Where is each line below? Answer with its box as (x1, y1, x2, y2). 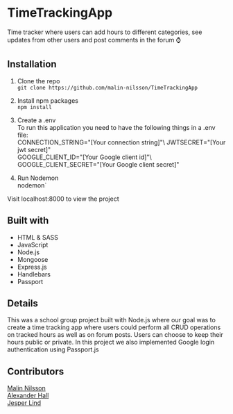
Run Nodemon (17, 174, 59, 182)
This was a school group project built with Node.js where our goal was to (7, 316, 216, 324)
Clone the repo (17, 76, 60, 85)
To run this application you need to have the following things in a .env (17, 123, 216, 131)
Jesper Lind (7, 399, 42, 407)
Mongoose (17, 255, 49, 263)
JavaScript (17, 240, 49, 249)
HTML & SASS (17, 233, 59, 241)
